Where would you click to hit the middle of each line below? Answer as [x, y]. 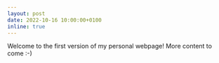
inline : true [26, 26]
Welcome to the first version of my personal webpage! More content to [110, 46]
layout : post [26, 13]
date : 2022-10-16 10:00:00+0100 [54, 20]
